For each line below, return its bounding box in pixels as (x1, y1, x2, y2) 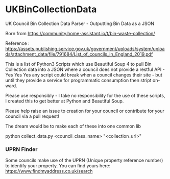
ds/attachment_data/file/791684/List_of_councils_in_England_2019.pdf (5, 51, 153, 57)
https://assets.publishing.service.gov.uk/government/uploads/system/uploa (5, 45, 165, 52)
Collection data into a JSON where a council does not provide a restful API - (5, 66, 165, 72)
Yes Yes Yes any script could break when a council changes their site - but (5, 71, 162, 78)
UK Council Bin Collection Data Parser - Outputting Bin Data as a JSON (5, 20, 155, 27)
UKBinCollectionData (5, 4, 97, 15)
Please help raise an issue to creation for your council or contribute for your (5, 108, 164, 114)
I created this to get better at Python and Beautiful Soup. (5, 98, 124, 104)
